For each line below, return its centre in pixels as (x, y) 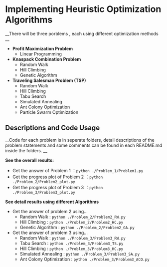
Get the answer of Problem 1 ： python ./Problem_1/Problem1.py (78, 170)
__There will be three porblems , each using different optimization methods (82, 33)
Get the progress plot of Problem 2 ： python (58, 177)
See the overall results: (29, 160)
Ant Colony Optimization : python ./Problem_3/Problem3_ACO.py (84, 259)
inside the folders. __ (26, 150)
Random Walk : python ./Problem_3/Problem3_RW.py (73, 238)
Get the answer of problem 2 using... (50, 211)
